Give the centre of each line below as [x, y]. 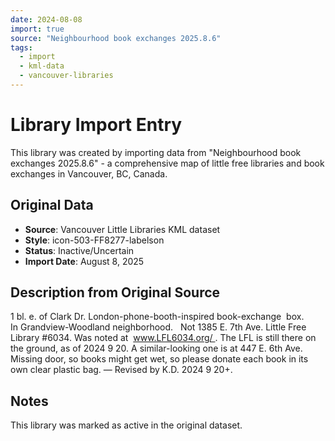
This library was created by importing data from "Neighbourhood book [156, 152]
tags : [21, 47]
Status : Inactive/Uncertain [79, 250]
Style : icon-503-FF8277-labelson [94, 240]
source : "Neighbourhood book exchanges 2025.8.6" [116, 38]
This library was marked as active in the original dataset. [126, 425]
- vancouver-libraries [66, 76]
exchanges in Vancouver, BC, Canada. [89, 173]
